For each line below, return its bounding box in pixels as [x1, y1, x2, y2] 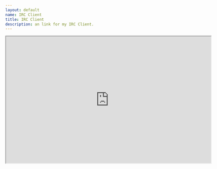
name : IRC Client [5, 12, 42, 17]
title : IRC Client [5, 17, 44, 22]
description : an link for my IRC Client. [5, 21, 94, 27]
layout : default [5, 7, 40, 13]
